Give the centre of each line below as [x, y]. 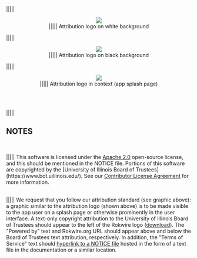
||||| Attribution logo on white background [99, 26]
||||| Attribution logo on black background [99, 55]
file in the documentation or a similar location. [61, 250]
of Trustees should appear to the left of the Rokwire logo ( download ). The [95, 224]
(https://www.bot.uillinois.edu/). [44, 176]
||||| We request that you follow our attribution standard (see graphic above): [98, 200]
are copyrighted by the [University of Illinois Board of [70, 169]
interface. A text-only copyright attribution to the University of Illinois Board [97, 219]
